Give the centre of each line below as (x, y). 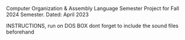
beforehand (20, 32)
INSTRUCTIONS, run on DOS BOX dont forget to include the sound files (92, 26)
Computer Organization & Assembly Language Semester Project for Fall (92, 8)
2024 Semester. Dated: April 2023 (48, 14)
